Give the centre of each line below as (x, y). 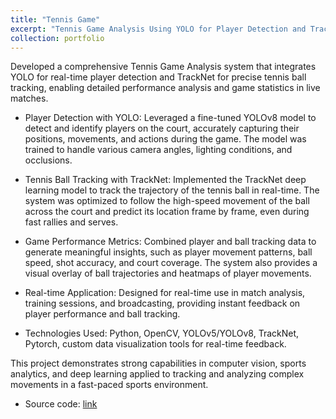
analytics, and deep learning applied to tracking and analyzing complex (157, 374)
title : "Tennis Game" (55, 19)
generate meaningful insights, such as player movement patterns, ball (168, 252)
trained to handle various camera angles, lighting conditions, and (158, 150)
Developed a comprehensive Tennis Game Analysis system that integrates (163, 67)
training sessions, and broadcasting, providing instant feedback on (162, 303)
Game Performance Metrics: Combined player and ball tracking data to (170, 242)
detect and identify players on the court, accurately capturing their (162, 128)
